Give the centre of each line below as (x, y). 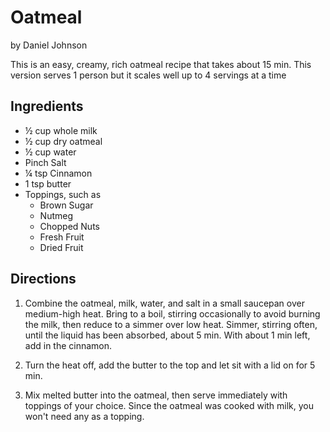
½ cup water (50, 152)
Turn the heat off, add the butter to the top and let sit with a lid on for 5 (170, 365)
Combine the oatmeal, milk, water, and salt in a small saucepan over (164, 303)
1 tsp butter (48, 183)
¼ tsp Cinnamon (58, 173)
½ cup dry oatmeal (63, 141)
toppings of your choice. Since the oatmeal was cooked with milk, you (169, 405)
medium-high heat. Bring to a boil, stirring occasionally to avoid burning (172, 313)
